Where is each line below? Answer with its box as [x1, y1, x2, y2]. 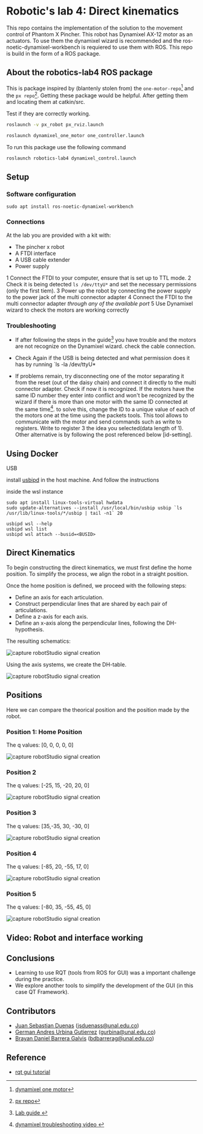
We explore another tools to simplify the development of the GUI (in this [14, 982, 193, 989]
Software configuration [6, 190, 77, 198]
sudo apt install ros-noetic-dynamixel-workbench [6, 204, 134, 210]
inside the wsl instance [6, 488, 63, 495]
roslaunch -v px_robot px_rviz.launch [6, 122, 104, 128]
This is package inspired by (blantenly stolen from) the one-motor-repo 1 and [6, 83, 195, 92]
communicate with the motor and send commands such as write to [14, 418, 182, 425]
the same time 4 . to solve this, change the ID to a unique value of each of [14, 404, 195, 413]
